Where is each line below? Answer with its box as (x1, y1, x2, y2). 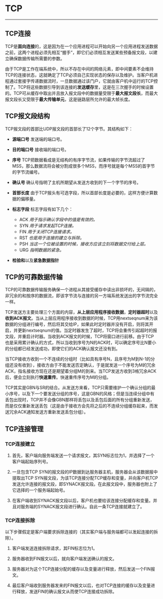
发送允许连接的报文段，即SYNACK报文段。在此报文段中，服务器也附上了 (12, 481, 158, 487)
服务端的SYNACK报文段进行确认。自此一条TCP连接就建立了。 (20, 504, 145, 509)
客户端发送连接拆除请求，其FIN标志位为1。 (12, 545, 98, 551)
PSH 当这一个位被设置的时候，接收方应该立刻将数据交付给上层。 (19, 241, 148, 246)
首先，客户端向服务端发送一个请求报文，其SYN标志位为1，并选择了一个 (12, 452, 155, 458)
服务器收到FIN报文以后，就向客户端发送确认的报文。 (12, 556, 117, 562)
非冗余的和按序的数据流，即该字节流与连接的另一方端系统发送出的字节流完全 (5, 293, 158, 299)
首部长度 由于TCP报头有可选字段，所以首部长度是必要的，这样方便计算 (12, 189, 154, 195)
